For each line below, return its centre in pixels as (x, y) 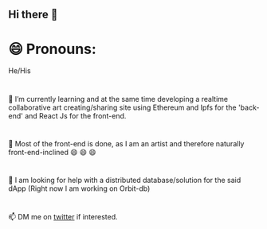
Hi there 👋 (33, 15)
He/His (20, 71)
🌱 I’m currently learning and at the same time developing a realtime (118, 99)
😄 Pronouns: (53, 49)
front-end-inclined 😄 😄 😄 (53, 152)
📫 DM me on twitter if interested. (63, 217)
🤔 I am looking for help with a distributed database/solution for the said (125, 180)
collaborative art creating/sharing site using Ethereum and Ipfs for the (122, 107)
